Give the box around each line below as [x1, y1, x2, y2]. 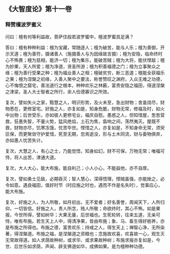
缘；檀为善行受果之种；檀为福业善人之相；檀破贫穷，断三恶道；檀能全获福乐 [5, 70, 165, 76]
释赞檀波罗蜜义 [5, 21, 42, 28]
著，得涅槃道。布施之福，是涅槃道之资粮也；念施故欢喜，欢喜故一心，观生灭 [5, 230, 165, 236]
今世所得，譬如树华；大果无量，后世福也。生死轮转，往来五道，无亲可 [14, 212, 160, 218]
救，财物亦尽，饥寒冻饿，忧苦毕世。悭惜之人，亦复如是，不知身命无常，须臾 [5, 124, 165, 130]
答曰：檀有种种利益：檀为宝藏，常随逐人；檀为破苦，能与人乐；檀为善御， [5, 44, 160, 50]
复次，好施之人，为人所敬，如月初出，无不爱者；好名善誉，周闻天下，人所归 [5, 199, 165, 205]
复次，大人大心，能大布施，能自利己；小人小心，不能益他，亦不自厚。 [5, 165, 152, 171]
